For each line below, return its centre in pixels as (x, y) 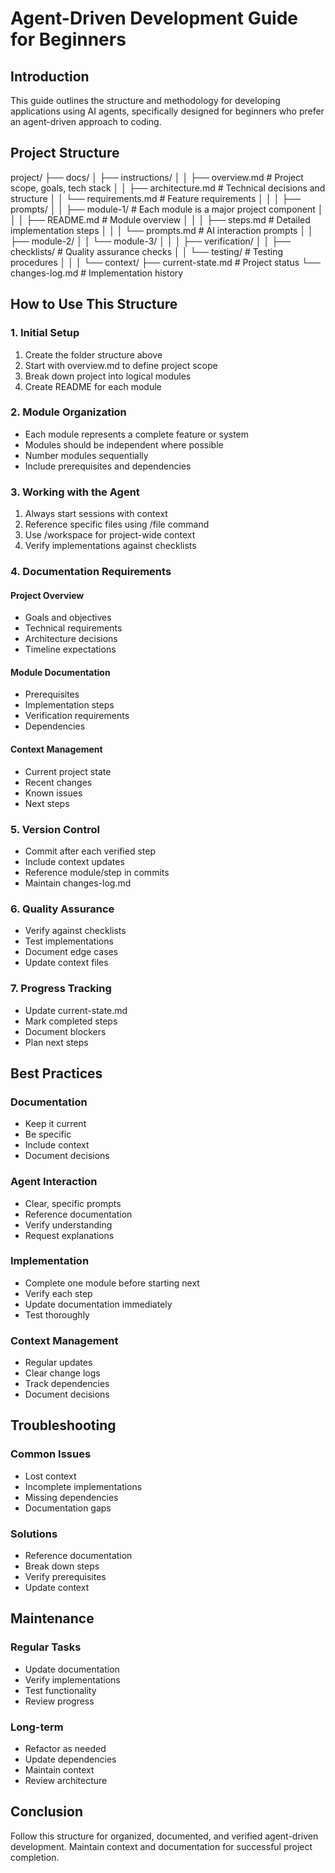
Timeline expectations (70, 649)
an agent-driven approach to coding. (86, 121)
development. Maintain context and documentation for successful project (161, 1846)
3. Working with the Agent (75, 492)
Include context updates (74, 861)
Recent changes (58, 782)
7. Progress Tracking (61, 989)
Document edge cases (71, 952)
